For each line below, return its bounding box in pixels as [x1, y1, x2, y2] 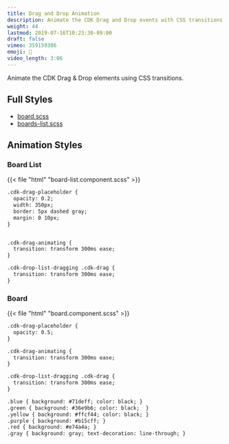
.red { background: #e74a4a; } [7, 424, 97, 431]
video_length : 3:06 [7, 55, 63, 62]
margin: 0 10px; [13, 214, 60, 221]
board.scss [17, 112, 50, 120]
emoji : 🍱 [7, 49, 32, 56]
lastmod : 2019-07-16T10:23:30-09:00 [7, 29, 112, 36]
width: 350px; [13, 202, 54, 209]
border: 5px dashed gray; [13, 208, 88, 215]
